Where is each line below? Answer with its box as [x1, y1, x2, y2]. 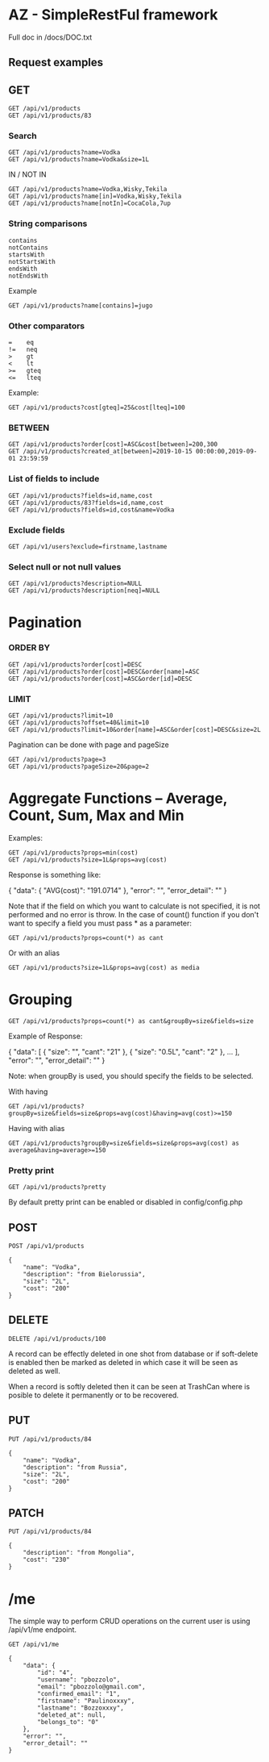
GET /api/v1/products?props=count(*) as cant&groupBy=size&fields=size [8, 1017, 254, 1025]
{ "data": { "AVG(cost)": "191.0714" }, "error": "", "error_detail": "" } [8, 885, 227, 895]
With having [8, 1087, 48, 1096]
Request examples [8, 56, 104, 69]
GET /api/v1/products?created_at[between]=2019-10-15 [8, 448, 193, 456]
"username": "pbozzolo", [37, 1676, 121, 1684]
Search [8, 131, 38, 142]
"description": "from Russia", [23, 1463, 128, 1472]
